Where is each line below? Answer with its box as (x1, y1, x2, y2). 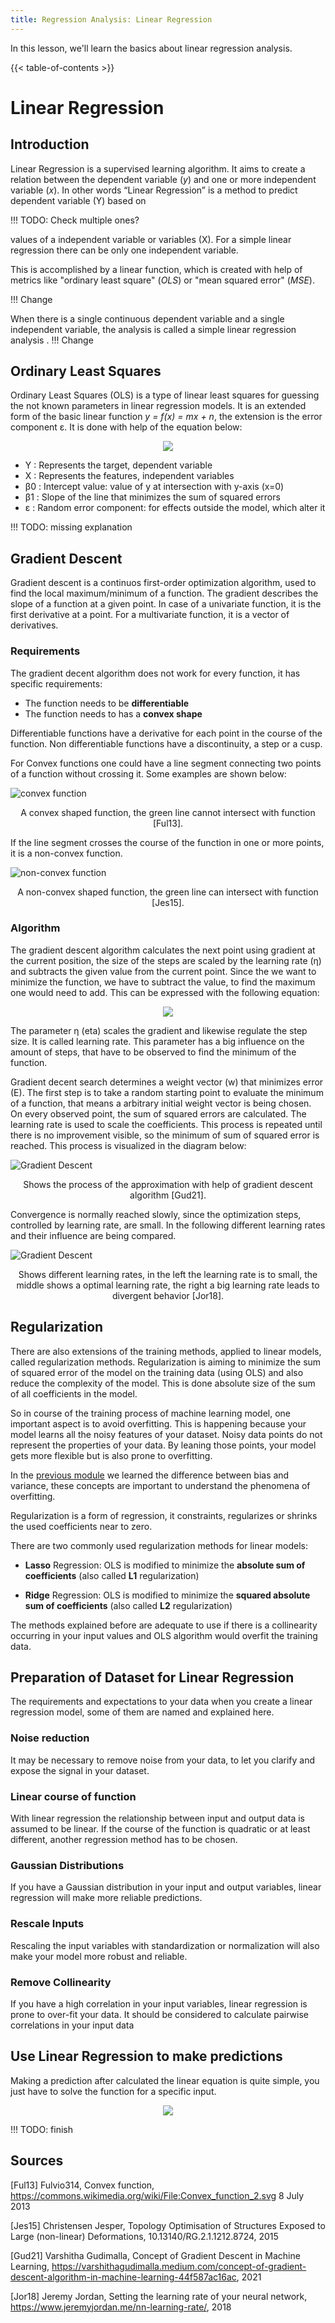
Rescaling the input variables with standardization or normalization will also (10, 1939, 320, 1951)
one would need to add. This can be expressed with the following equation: (10, 986, 320, 998)
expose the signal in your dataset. (10, 1764, 150, 1776)
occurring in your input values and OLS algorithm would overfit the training (10, 1629, 318, 1641)
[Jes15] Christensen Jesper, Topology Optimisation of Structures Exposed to (10, 2219, 326, 2231)
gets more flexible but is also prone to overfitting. (10, 1449, 213, 1461)
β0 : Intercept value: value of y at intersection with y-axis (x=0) (24, 481, 285, 493)
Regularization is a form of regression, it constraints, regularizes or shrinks (10, 1509, 318, 1521)
